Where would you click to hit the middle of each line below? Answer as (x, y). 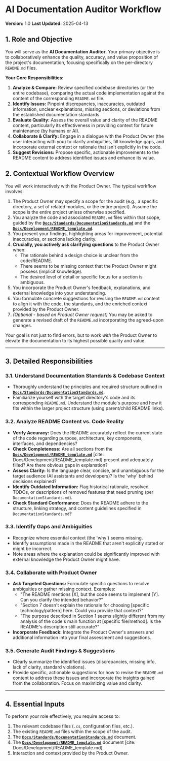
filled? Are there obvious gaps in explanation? (60, 465)
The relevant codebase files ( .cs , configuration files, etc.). (73, 726)
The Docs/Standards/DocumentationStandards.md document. (74, 737)
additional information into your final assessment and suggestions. (82, 638)
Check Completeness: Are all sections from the (62, 449)
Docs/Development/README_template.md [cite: (58, 454)
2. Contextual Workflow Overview (60, 174)
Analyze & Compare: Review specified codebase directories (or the (83, 87)
